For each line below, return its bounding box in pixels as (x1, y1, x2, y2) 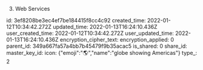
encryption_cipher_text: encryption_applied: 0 (59, 36, 175, 43)
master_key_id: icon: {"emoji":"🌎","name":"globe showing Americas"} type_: (6, 49, 198, 56)
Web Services (15, 5, 50, 12)
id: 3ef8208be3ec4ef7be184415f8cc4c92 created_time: (6, 17, 147, 24)
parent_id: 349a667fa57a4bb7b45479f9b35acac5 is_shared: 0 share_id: (6, 42, 188, 49)
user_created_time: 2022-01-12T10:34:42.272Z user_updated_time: (6, 30, 175, 37)
